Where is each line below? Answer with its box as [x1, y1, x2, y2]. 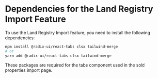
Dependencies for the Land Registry [5, 3, 154, 15]
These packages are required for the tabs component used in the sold [5, 62, 145, 68]
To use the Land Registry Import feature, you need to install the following [5, 30, 150, 35]
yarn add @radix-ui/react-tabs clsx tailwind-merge [5, 53, 111, 58]
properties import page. [5, 67, 52, 73]
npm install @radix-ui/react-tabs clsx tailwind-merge [5, 44, 118, 49]
